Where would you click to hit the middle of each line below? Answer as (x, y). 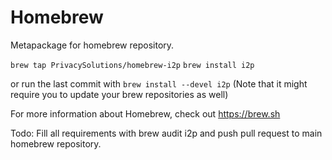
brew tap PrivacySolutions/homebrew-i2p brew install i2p (132, 65)
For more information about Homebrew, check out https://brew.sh (145, 113)
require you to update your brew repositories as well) (119, 94)
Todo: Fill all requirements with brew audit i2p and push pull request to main (166, 133)
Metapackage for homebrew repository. (92, 45)
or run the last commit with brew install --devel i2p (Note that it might (159, 83)
